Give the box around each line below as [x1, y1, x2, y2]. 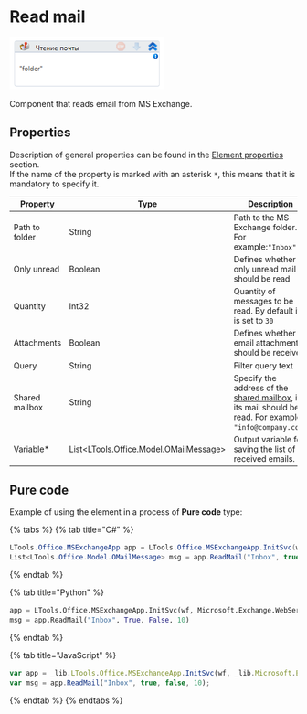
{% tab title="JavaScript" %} [9, 649, 117, 660]
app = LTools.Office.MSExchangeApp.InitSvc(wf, [9, 606, 195, 615]
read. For [233, 411, 268, 422]
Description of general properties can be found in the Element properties [9, 149, 284, 160]
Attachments [13, 337, 62, 348]
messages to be [233, 295, 294, 306]
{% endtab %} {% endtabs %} [9, 695, 123, 706]
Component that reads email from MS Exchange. [9, 98, 193, 109]
